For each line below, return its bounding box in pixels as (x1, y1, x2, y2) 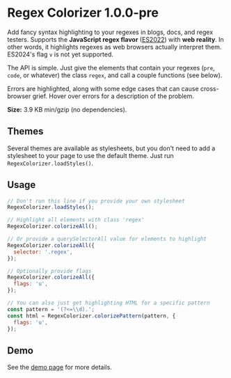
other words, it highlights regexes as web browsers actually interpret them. (7, 42, 222, 51)
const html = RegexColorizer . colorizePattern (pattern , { (7, 312, 176, 320)
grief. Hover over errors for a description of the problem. (32, 92, 195, 100)
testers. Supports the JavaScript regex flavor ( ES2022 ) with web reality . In (7, 35, 224, 43)
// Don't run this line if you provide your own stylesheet (7, 197, 186, 205)
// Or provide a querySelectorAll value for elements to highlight (7, 235, 207, 243)
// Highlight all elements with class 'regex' (7, 216, 145, 223)
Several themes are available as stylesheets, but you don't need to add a (7, 144, 216, 152)
